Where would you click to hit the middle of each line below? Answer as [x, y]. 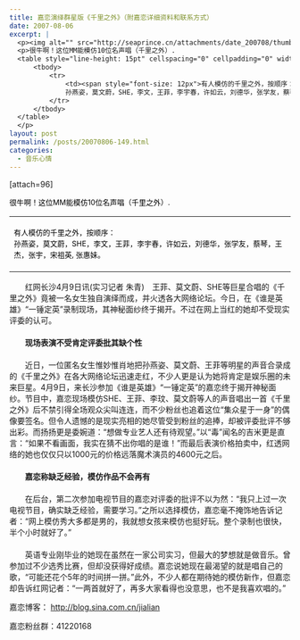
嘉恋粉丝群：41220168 [50, 626]
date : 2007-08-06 [42, 26]
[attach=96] [31, 184]
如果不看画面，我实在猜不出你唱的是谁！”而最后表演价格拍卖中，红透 [155, 443]
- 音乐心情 [35, 158]
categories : [31, 150]
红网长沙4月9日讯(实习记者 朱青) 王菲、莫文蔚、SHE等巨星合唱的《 [151, 287]
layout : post [33, 134]
